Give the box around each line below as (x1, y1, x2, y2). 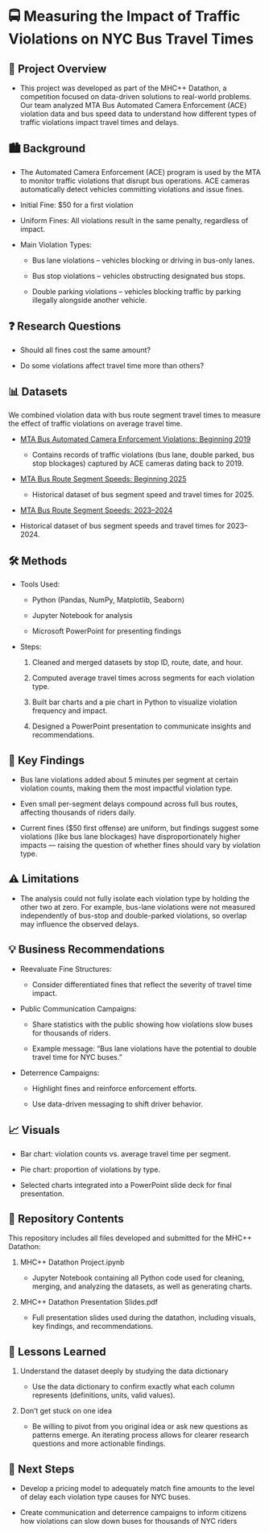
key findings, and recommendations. (31, 1322, 154, 1331)
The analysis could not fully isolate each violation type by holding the (19, 893, 250, 903)
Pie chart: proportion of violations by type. (19, 1165, 161, 1174)
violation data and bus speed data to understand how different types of (19, 109, 257, 118)
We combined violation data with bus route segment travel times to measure (8, 410, 261, 420)
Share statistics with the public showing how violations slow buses (31, 1019, 254, 1029)
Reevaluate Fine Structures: (19, 964, 113, 974)
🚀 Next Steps (8, 1462, 75, 1476)
